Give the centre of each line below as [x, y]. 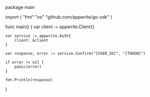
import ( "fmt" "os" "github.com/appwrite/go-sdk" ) [59, 17]
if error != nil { [24, 62]
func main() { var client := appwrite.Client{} [50, 27]
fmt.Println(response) [29, 80]
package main [20, 7]
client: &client [32, 40]
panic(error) [28, 67]
